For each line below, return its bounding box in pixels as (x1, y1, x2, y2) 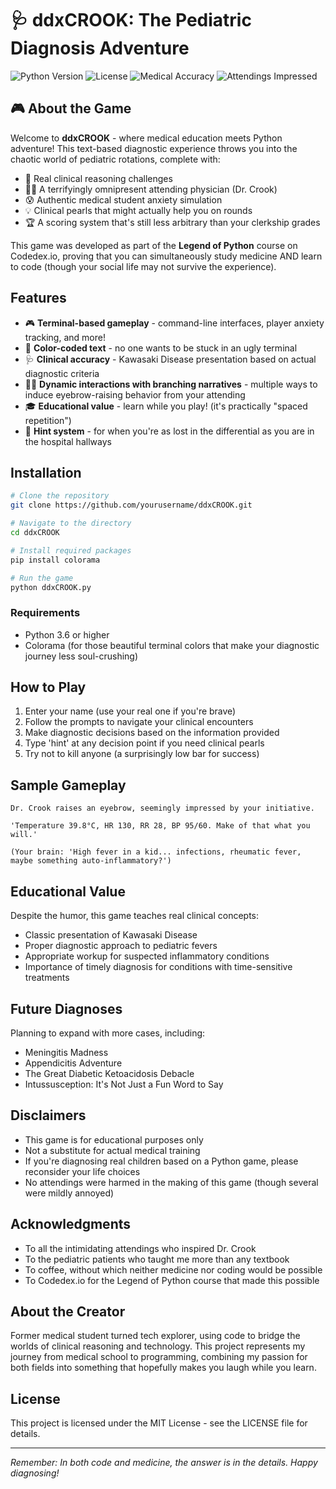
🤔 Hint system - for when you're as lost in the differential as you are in (24, 425, 315, 437)
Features (10, 290, 67, 307)
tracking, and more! (24, 331, 106, 343)
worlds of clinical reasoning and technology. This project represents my (10, 1340, 306, 1352)
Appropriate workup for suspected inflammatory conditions (24, 950, 270, 962)
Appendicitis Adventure (24, 1057, 123, 1069)
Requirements (10, 606, 81, 620)
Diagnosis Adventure (10, 37, 190, 60)
